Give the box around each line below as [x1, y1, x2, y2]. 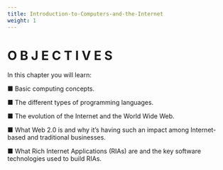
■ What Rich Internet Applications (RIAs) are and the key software [7, 147, 201, 156]
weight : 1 [7, 17, 37, 24]
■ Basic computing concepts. [7, 84, 95, 93]
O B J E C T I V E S [7, 47, 113, 64]
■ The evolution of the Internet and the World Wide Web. [7, 112, 175, 120]
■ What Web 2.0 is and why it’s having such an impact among [7, 125, 190, 135]
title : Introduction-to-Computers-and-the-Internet [7, 10, 163, 18]
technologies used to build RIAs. [7, 154, 102, 163]
